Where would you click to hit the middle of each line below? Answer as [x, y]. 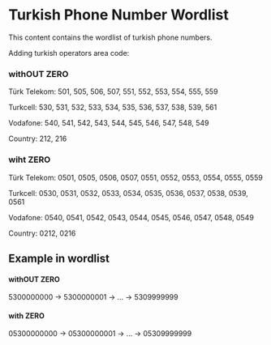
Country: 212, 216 [38, 138]
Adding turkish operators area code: [69, 53]
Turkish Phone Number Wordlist [118, 15]
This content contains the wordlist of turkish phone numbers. [110, 37]
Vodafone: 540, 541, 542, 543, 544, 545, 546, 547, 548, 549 [109, 123]
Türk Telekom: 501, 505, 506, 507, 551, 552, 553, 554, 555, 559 [113, 92]
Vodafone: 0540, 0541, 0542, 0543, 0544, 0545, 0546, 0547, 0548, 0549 [131, 217]
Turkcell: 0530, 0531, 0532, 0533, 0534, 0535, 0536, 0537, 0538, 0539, [129, 193]
